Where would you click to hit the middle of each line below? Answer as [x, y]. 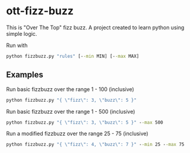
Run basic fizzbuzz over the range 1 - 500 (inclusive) [71, 111]
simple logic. [22, 33]
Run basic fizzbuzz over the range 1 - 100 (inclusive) [70, 89]
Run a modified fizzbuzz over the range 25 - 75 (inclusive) [77, 134]
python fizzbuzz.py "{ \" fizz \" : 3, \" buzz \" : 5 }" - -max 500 [85, 122]
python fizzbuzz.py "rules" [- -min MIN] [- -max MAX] [73, 56]
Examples [25, 75]
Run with [17, 45]
